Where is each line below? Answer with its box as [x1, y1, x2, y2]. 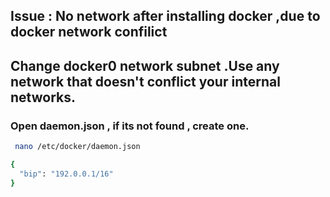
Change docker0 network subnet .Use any [10, 57, 280, 74]
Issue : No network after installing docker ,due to [10, 8, 321, 25]
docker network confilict [10, 24, 168, 41]
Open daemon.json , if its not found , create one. [10, 119, 250, 133]
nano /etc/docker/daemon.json [14, 142, 141, 152]
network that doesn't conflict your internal [10, 73, 281, 90]
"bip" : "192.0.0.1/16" [19, 169, 114, 179]
